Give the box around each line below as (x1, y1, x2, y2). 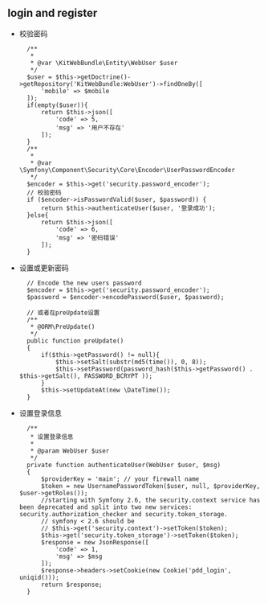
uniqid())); (18, 573, 59, 581)
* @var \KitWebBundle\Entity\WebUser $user (30, 59, 178, 67)
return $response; (40, 580, 103, 589)
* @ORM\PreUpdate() (30, 322, 95, 330)
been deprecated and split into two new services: (18, 503, 193, 511)
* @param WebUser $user (30, 446, 110, 455)
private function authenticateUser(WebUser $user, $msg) (26, 461, 221, 469)
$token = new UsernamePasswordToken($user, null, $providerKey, (40, 482, 261, 490)
